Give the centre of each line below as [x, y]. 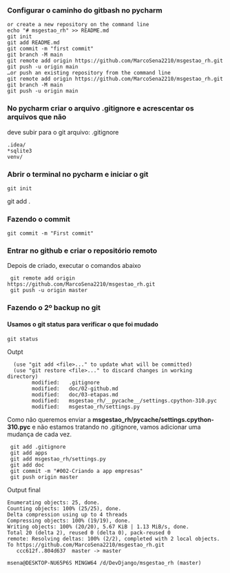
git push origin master [44, 477]
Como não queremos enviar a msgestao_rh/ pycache [83, 419]
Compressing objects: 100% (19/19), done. [69, 521]
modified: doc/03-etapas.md [75, 395]
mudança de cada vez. [40, 434]
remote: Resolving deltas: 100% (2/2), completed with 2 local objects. [114, 538]
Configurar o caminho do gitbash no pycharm [85, 10]
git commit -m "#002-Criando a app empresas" [76, 471]
